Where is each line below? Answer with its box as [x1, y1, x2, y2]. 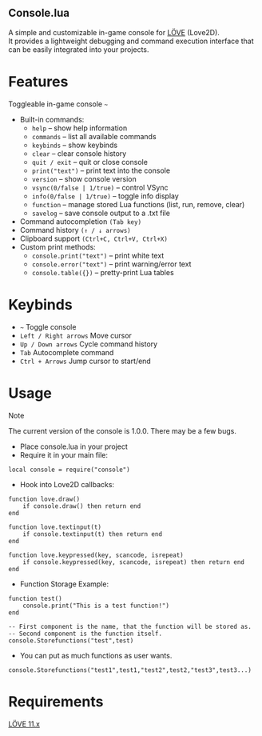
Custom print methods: [19, 242, 96, 251]
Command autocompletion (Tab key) [19, 216, 142, 226]
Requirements [8, 692, 104, 710]
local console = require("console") [8, 466, 130, 474]
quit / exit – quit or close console [31, 157, 148, 166]
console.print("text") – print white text [31, 250, 165, 260]
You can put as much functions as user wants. [19, 650, 173, 660]
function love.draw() [8, 495, 81, 503]
